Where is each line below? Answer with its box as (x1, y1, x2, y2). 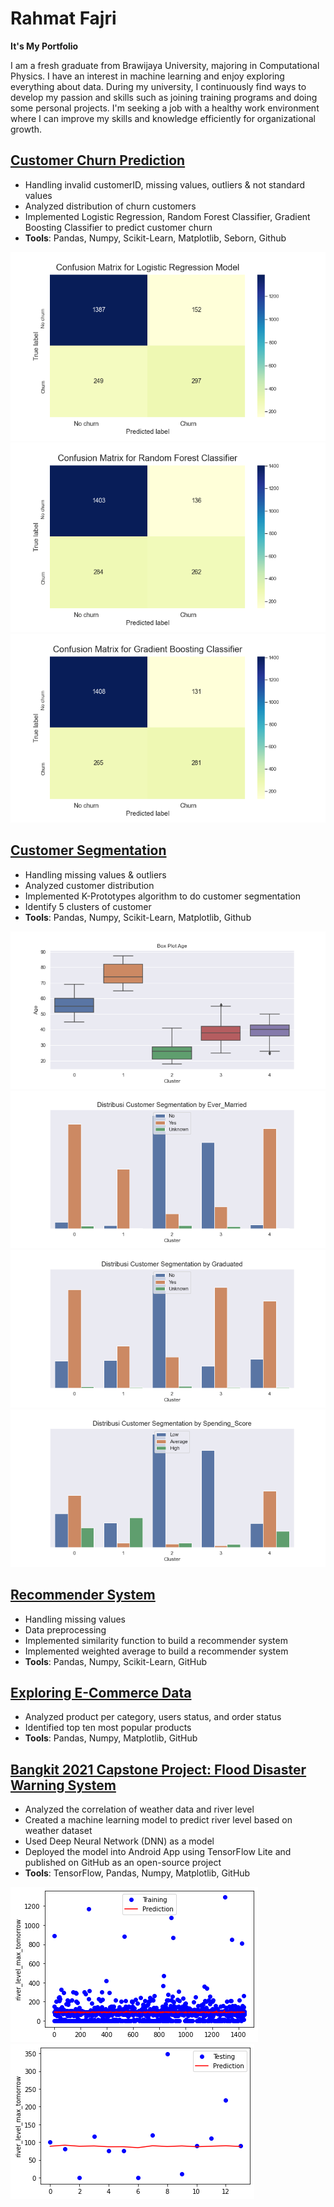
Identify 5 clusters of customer (24, 900, 152, 912)
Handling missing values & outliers (24, 868, 167, 881)
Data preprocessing (24, 1623, 107, 1636)
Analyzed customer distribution (24, 879, 155, 891)
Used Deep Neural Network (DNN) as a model (24, 1835, 215, 1847)
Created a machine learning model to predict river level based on (24, 1814, 293, 1826)
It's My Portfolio (10, 40, 79, 52)
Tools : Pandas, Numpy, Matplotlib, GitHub (24, 1732, 198, 1744)
